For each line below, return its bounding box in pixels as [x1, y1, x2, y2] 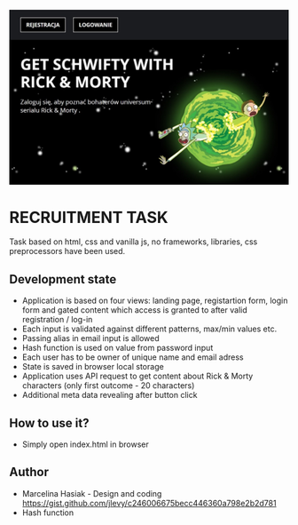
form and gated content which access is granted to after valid [21, 305, 247, 315]
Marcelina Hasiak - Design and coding [21, 488, 162, 498]
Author [9, 465, 49, 480]
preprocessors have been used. [9, 246, 126, 257]
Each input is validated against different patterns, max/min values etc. [21, 323, 278, 334]
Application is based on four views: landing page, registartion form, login [21, 295, 288, 306]
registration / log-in [21, 314, 93, 325]
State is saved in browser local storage [21, 362, 164, 372]
